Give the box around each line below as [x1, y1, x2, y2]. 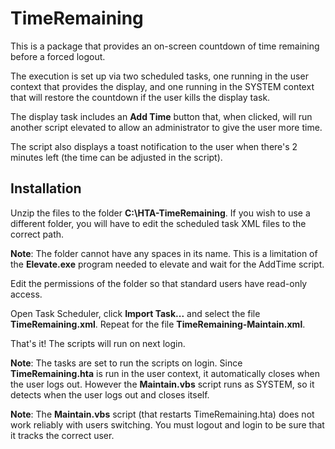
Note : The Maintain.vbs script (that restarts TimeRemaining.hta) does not [10, 408, 315, 420]
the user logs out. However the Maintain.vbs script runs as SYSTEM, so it [10, 378, 315, 390]
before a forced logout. [10, 50, 106, 62]
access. [10, 288, 43, 300]
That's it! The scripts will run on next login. [10, 337, 186, 349]
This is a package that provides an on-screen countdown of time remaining [10, 40, 320, 52]
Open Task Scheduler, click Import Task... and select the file [10, 307, 261, 319]
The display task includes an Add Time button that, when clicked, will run [10, 110, 313, 122]
